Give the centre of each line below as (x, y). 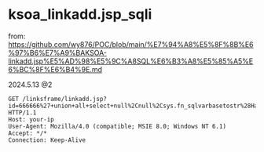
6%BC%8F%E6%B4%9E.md (55, 69)
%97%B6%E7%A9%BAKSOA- (58, 52)
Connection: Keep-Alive (47, 140)
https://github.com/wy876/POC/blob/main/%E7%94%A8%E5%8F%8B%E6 (131, 44)
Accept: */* (27, 133)
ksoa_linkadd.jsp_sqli (80, 14)
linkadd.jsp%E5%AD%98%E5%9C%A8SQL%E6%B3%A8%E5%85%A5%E (131, 61)
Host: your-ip (31, 119)
